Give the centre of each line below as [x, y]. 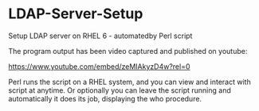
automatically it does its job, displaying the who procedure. [105, 98]
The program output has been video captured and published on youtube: [128, 51]
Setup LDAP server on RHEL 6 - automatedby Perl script [100, 36]
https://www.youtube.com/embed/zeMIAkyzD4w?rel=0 [99, 66]
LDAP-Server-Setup [76, 14]
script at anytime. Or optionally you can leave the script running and [120, 90]
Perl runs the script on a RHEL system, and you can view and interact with [129, 82]
